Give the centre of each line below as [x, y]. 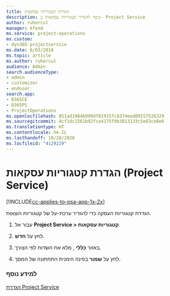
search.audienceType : [33, 72]
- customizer [22, 83]
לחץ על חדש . [29, 236]
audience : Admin [26, 66]
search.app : [21, 94]
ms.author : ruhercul [31, 61]
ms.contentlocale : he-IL [36, 133]
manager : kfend [25, 28]
